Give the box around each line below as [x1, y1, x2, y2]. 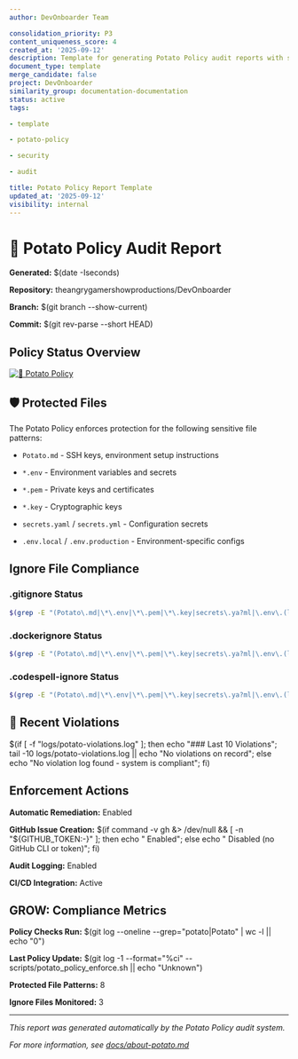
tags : [9, 103, 29, 112]
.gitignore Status [9, 588, 83, 600]
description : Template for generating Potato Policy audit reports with [9, 54, 284, 63]
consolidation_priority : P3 [9, 28, 114, 38]
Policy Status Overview [9, 344, 141, 360]
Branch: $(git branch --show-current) [9, 302, 148, 312]
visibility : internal [9, 200, 90, 209]
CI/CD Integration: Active [9, 877, 104, 888]
